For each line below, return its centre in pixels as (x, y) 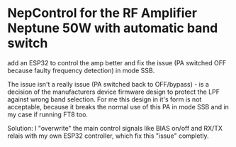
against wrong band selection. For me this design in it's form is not (105, 99)
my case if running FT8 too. (48, 114)
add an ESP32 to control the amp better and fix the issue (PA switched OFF (117, 62)
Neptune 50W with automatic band (113, 28)
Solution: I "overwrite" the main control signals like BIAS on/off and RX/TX (115, 128)
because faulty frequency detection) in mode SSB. (81, 70)
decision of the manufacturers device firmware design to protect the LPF (114, 92)
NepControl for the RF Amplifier (102, 13)
